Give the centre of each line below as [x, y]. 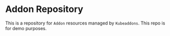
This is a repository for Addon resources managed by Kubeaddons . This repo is [85, 23]
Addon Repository [44, 9]
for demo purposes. [26, 28]
